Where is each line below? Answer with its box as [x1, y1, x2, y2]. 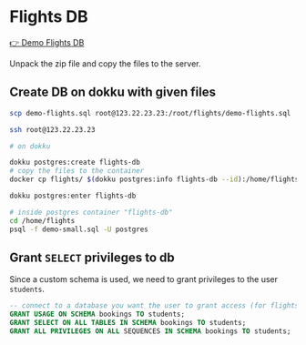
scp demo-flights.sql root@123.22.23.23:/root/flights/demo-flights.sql [9, 108, 291, 117]
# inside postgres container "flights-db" [9, 208, 173, 217]
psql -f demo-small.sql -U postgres [9, 225, 148, 234]
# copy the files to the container [9, 167, 145, 176]
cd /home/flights [9, 216, 76, 225]
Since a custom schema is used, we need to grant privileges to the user [9, 274, 279, 285]
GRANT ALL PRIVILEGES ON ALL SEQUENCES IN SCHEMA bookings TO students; [9, 326, 291, 336]
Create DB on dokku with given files [9, 85, 217, 100]
